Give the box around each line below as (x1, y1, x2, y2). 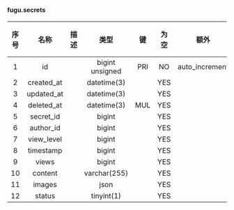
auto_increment (177, 62, 229, 72)
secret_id (30, 112, 61, 121)
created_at (27, 77, 63, 87)
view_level (27, 135, 63, 144)
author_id (29, 123, 61, 133)
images (33, 180, 57, 190)
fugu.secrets (7, 6, 46, 14)
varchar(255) (84, 168, 129, 178)
